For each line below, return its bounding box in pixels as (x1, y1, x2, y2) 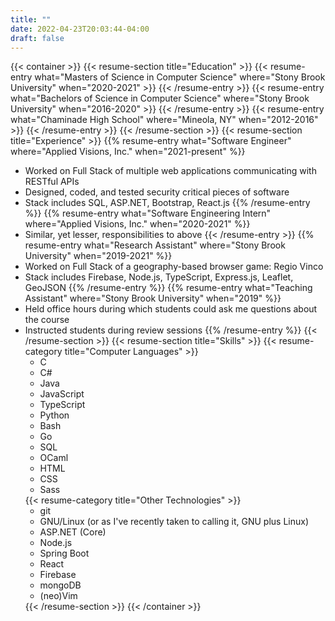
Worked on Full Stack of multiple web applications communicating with (24, 165, 317, 177)
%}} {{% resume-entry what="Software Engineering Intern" (24, 207, 272, 220)
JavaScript (39, 388, 85, 400)
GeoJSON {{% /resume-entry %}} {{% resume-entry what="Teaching (24, 282, 313, 294)
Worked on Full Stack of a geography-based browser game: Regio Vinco (24, 261, 324, 273)
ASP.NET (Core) (39, 526, 107, 538)
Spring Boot (39, 547, 90, 560)
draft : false (10, 33, 65, 43)
